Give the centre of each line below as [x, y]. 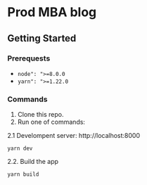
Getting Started [42, 38]
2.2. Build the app [33, 162]
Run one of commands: [51, 122]
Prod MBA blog [52, 12]
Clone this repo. [40, 115]
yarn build [23, 174]
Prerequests [29, 58]
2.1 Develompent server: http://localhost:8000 [74, 136]
